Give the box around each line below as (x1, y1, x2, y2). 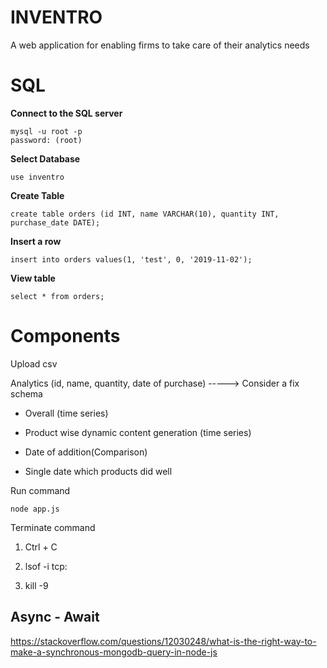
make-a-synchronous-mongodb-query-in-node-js (10, 646, 218, 658)
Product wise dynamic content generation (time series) (24, 426, 252, 438)
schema (10, 387, 43, 400)
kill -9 (24, 579, 49, 591)
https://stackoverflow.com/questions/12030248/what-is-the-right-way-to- (10, 635, 317, 647)
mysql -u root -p (10, 126, 83, 136)
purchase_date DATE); (10, 217, 101, 228)
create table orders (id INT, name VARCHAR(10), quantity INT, (10, 209, 280, 219)
